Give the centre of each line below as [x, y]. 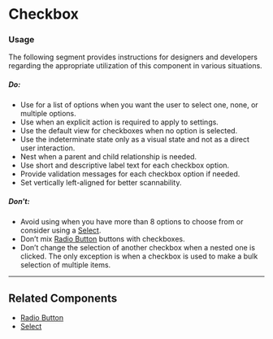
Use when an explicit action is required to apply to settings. [119, 122]
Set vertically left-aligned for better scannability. [101, 183]
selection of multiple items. [65, 265]
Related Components [63, 298]
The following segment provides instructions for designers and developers [133, 57]
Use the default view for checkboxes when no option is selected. [129, 131]
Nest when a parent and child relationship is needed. [108, 157]
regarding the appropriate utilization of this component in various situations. [135, 66]
